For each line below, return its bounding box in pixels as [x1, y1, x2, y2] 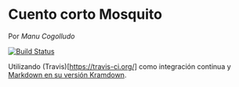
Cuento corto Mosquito [8, 5, 163, 24]
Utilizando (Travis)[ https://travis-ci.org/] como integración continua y [8, 61, 231, 71]
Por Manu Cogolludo [8, 31, 75, 41]
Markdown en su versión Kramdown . [8, 70, 127, 79]
